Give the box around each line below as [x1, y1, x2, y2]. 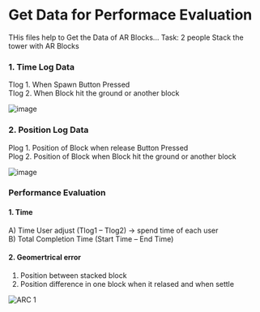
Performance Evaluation [8, 187, 106, 199]
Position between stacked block [19, 270, 127, 280]
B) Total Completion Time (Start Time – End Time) [8, 233, 174, 244]
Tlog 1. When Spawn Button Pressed [8, 79, 130, 90]
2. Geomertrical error [8, 253, 81, 263]
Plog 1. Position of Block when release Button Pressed [8, 143, 189, 152]
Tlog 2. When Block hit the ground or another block [8, 88, 180, 98]
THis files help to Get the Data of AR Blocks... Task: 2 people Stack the [8, 32, 245, 42]
